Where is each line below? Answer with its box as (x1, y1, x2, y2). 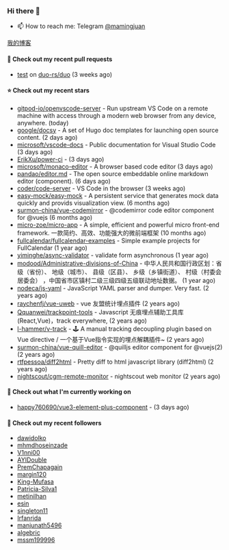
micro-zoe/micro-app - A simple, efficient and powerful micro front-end (16, 221, 220, 229)
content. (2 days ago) (16, 133, 78, 141)
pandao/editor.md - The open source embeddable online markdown (16, 169, 208, 177)
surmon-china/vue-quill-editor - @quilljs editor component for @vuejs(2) (16, 342, 223, 351)
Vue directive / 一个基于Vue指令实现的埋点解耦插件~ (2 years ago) (16, 335, 204, 343)
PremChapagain (16, 463, 63, 471)
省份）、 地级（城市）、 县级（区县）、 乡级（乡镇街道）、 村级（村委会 (29, 267, 222, 276)
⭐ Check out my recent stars (7, 86, 90, 95)
